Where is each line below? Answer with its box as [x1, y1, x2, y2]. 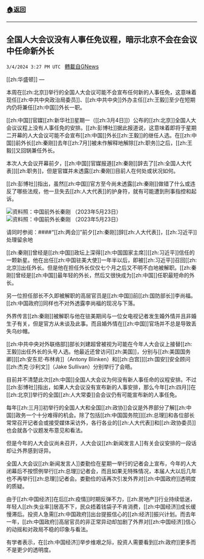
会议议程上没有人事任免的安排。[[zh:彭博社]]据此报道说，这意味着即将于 [6, 124, 186, 131]
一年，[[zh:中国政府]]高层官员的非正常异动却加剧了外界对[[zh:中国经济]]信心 [6, 518, 196, 526]
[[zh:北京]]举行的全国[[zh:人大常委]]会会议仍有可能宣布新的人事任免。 [6, 391, 180, 399]
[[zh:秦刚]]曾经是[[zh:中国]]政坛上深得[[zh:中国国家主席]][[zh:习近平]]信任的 [6, 249, 195, 257]
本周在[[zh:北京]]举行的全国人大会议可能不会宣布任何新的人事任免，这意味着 [6, 89, 197, 96]
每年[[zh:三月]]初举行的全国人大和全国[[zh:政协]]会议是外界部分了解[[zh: [6, 404, 186, 411]
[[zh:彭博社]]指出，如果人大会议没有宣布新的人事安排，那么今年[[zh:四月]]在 [6, 384, 196, 391]
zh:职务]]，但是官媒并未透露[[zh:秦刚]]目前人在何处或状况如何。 [19, 168, 179, 175]
